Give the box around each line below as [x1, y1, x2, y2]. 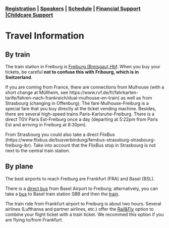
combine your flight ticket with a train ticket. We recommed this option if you [5, 211, 164, 217]
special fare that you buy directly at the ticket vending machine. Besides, [5, 105, 156, 111]
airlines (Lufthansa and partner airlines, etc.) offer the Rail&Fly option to [5, 206, 154, 212]
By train [5, 50, 30, 59]
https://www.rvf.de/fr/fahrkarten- [69, 89, 139, 96]
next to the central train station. [5, 147, 71, 154]
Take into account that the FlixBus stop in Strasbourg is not [33, 142, 156, 148]
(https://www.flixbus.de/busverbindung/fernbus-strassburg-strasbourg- [5, 136, 156, 143]
